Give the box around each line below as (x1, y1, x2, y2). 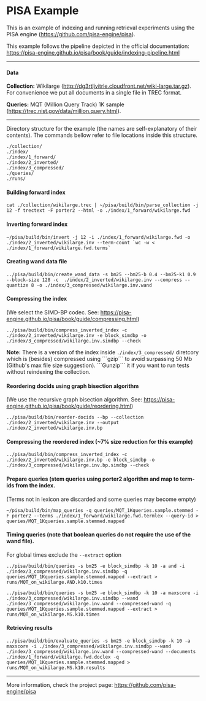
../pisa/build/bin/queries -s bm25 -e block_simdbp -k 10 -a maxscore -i (6, 590, 199, 596)
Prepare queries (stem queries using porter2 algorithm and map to (6, 475, 179, 482)
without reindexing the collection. (6, 368, 91, 375)
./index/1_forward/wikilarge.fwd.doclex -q (6, 654, 120, 660)
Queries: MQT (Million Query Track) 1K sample (6, 101, 124, 108)
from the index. (15, 481, 56, 489)
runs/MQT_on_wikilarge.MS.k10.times (6, 611, 100, 618)
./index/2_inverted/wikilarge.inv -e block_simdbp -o (6, 332, 147, 338)
